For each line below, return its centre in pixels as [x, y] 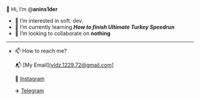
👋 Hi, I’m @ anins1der [32, 9]
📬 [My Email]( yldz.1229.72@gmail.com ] [64, 65]
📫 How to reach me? [41, 51]
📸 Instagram [29, 79]
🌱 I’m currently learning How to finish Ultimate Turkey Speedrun [95, 27]
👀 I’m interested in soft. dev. [49, 21]
